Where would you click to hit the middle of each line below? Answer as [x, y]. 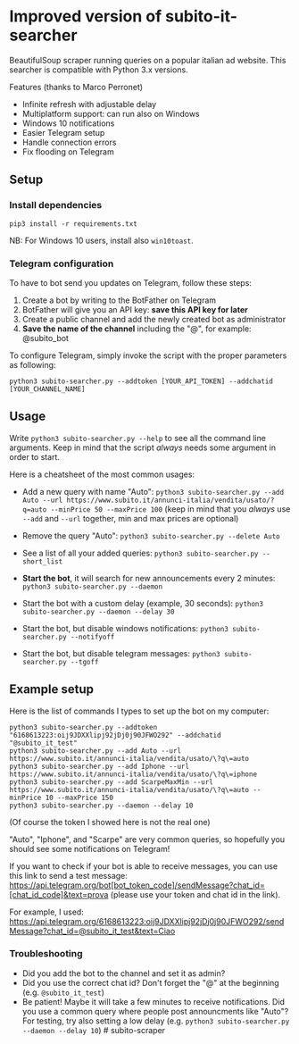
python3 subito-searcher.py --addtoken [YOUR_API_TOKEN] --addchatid [141, 381]
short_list [42, 561]
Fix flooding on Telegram [68, 151]
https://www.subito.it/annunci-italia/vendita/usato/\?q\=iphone [133, 774]
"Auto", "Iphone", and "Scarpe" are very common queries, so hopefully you [147, 839]
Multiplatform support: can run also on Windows [111, 113]
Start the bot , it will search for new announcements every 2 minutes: [149, 578]
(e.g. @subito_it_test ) [63, 992]
